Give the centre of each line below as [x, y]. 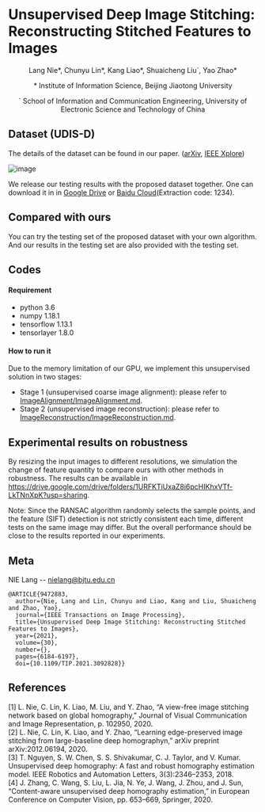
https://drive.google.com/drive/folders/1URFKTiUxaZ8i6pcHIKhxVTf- [121, 487]
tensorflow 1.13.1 [46, 324]
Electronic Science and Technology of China [133, 109]
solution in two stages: [45, 377]
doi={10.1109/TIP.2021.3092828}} [70, 663]
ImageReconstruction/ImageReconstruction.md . [98, 417]
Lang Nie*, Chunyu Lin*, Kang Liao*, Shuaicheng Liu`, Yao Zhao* [133, 70]
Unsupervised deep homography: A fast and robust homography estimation [131, 765]
